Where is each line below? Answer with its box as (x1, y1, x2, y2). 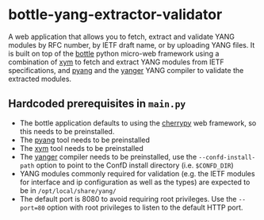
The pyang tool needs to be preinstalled (19, 135, 151, 145)
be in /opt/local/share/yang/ (19, 185, 117, 195)
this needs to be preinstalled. (19, 126, 115, 136)
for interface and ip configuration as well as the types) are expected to (19, 177, 251, 187)
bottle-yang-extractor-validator (8, 6, 223, 24)
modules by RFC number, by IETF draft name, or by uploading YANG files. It (8, 40, 255, 49)
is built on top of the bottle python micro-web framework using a (8, 48, 220, 58)
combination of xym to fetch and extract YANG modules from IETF (8, 57, 224, 67)
